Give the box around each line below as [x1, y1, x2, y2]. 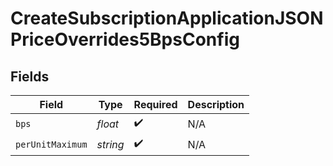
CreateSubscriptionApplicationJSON [10, 7, 324, 30]
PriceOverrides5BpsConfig [10, 28, 240, 51]
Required [133, 98, 178, 111]
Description [187, 98, 245, 111]
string [96, 137, 125, 151]
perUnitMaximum [15, 138, 88, 150]
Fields [10, 68, 50, 85]
